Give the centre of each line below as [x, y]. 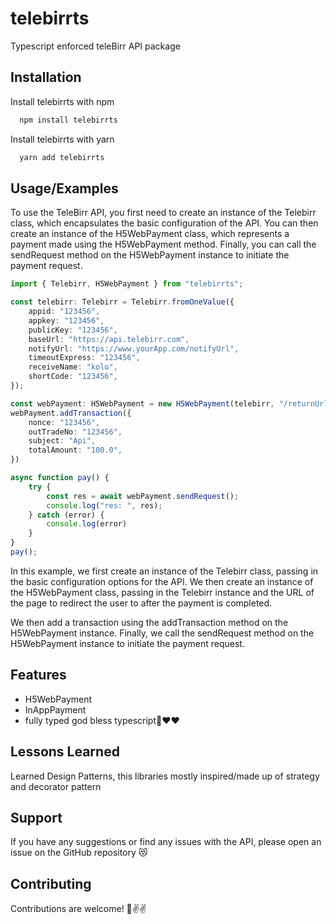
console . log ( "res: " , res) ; [104, 505]
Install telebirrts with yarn [62, 139]
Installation [46, 77]
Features [38, 675]
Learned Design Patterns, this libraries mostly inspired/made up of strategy [165, 776]
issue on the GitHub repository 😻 [79, 853]
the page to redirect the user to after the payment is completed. [141, 603]
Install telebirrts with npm [62, 101]
